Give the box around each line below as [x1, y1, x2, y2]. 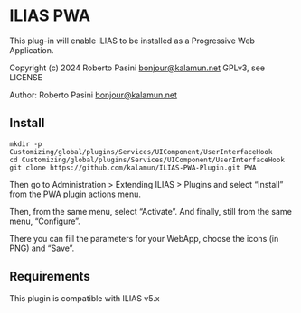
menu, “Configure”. [9, 216, 81, 226]
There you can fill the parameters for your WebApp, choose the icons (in [9, 233, 279, 244]
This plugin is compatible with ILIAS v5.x [9, 292, 160, 303]
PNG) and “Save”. [9, 243, 75, 253]
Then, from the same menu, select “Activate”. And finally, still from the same [9, 206, 292, 216]
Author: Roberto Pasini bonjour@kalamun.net [9, 89, 178, 100]
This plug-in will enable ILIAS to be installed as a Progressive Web [9, 35, 256, 46]
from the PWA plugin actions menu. [9, 189, 142, 199]
